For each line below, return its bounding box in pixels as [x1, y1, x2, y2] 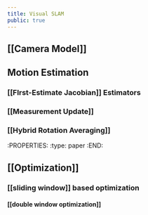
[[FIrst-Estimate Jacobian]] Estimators [7, 88, 142, 98]
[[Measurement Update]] [7, 107, 94, 117]
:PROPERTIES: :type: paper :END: [7, 141, 104, 150]
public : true [7, 17, 46, 24]
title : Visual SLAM [7, 10, 65, 18]
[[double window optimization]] [7, 200, 102, 209]
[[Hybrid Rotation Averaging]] [7, 126, 111, 136]
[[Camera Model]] [7, 43, 87, 55]
